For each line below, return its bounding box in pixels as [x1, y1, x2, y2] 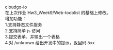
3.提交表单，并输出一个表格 [5, 34, 60, 39]
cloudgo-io [5, 4, 27, 10]
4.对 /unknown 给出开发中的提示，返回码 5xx [5, 40, 95, 45]
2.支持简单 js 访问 [5, 28, 40, 33]
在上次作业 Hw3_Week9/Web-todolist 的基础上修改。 [5, 10, 111, 15]
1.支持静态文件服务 [5, 22, 42, 27]
